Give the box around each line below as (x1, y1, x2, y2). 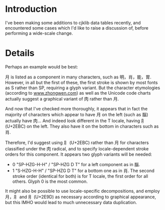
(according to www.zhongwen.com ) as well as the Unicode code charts (5, 90, 151, 96)
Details (5, 48, 35, 59)
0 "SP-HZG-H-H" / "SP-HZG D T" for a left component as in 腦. (12, 161, 140, 167)
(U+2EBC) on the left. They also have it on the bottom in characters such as (5, 123, 159, 129)
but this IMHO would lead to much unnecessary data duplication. (5, 199, 137, 205)
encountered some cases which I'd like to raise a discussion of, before (5, 25, 149, 31)
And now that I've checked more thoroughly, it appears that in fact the (5, 105, 148, 111)
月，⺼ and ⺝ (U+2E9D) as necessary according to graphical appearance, (5, 194, 157, 200)
